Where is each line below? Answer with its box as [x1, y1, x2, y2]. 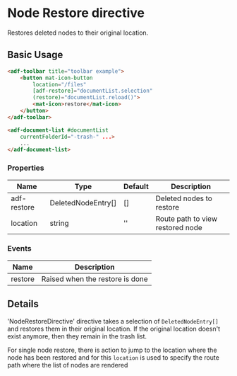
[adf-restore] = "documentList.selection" [32, 87, 153, 95]
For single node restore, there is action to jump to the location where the [7, 346, 217, 354]
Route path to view [155, 214, 217, 224]
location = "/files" [32, 81, 87, 88]
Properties [7, 163, 44, 173]
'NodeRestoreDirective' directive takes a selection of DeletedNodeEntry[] [7, 317, 219, 325]
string [49, 218, 69, 228]
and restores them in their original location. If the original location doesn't [7, 324, 221, 333]
